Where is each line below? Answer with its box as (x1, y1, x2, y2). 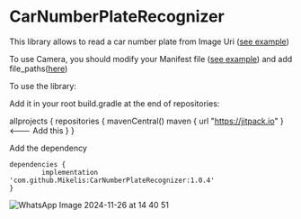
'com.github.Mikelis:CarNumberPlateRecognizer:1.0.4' (9, 176, 216, 185)
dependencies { (9, 160, 66, 169)
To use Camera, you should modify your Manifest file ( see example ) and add (9, 53, 293, 64)
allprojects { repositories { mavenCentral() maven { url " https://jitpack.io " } (9, 115, 285, 126)
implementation (41, 168, 99, 177)
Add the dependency (9, 142, 88, 153)
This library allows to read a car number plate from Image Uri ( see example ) (9, 36, 289, 47)
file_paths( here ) (9, 63, 68, 74)
